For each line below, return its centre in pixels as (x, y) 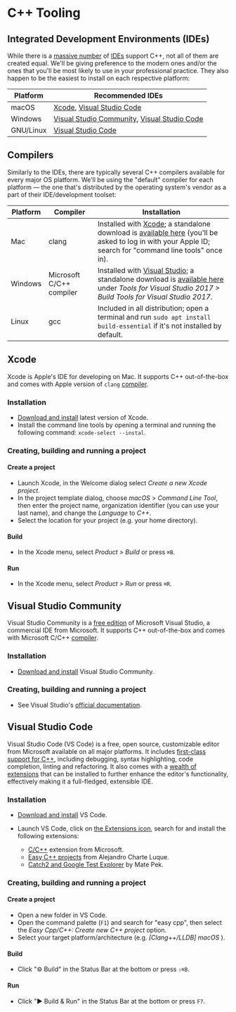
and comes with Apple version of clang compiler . (78, 384)
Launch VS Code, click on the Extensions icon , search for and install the (122, 828)
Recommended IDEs (128, 95)
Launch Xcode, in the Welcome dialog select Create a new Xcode (112, 483)
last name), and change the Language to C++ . (84, 513)
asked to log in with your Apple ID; (154, 241)
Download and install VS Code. (62, 814)
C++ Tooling (44, 13)
